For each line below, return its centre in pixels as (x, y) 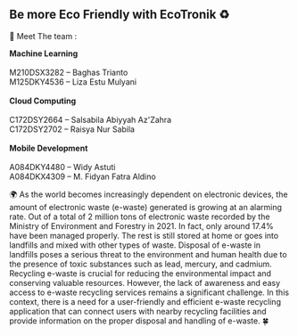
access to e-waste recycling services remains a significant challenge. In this (149, 292)
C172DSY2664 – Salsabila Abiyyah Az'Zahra (91, 119)
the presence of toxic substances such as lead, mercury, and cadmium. (141, 264)
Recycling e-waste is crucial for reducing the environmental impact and (141, 273)
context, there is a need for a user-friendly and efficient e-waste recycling (145, 301)
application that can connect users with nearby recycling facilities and (138, 311)
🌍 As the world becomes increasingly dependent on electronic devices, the (149, 194)
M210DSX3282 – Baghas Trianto (69, 72)
